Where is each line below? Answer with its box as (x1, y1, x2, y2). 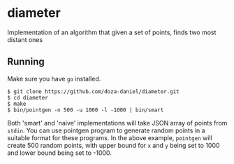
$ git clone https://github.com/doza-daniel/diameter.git (7, 88, 180, 95)
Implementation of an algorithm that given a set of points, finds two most (7, 28, 217, 36)
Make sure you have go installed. (7, 74, 101, 83)
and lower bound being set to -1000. (7, 149, 112, 157)
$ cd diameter (7, 94, 49, 101)
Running (7, 56, 45, 68)
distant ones (7, 35, 43, 43)
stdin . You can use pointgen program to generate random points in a (7, 126, 205, 135)
